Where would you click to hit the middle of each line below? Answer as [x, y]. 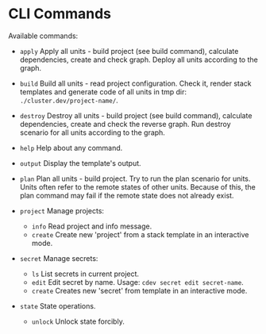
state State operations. [58, 305]
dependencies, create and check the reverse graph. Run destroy [125, 124]
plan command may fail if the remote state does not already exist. [127, 195]
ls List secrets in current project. [85, 274]
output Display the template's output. [80, 163]
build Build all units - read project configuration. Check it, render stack [135, 83]
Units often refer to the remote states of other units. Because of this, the [137, 186]
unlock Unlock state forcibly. [78, 321]
